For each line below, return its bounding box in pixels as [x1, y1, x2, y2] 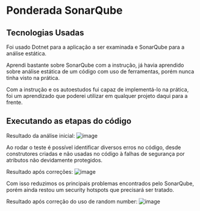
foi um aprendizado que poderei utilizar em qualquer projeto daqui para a [6, 93, 188, 99]
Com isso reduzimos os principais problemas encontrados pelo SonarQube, [6, 180, 195, 187]
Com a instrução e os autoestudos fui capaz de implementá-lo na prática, [6, 86, 189, 93]
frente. [6, 99, 23, 106]
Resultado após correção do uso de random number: [6, 198, 138, 205]
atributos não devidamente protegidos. [6, 156, 103, 164]
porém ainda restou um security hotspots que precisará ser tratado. [6, 186, 175, 193]
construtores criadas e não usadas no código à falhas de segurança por [6, 150, 185, 157]
